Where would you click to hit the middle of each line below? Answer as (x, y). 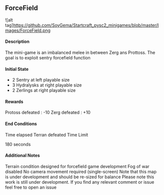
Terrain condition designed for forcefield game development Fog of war (77, 166)
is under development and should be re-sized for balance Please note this (80, 177)
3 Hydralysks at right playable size (47, 85)
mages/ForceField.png (28, 30)
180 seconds (18, 144)
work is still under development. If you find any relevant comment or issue (80, 182)
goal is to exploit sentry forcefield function (48, 58)
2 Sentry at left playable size (41, 80)
